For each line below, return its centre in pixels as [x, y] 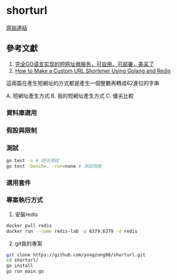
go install [20, 266]
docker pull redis [29, 226]
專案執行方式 [25, 200]
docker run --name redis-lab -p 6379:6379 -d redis [72, 231]
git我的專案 [29, 244]
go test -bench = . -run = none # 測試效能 [54, 166]
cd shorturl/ [22, 260]
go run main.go [25, 272]
